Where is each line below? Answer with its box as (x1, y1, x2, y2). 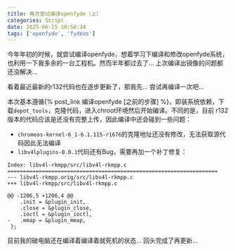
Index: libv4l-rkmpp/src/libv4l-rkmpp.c (7, 162, 128, 169)
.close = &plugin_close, (20, 205, 93, 212)
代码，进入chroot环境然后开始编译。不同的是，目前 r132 (66, 106, 229, 115)
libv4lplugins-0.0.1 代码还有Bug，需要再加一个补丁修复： (17, 148, 187, 156)
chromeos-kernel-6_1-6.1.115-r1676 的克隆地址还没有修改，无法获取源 (17, 130, 220, 139)
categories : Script (7, 17, 65, 24)
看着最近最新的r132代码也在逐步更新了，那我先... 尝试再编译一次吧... (7, 82, 205, 91)
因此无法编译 (23, 139, 61, 148)
